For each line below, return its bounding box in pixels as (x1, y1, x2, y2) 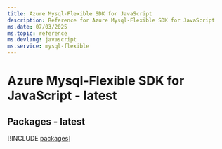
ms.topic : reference (7, 29, 68, 37)
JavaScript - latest (7, 88, 117, 104)
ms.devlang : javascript (7, 36, 77, 43)
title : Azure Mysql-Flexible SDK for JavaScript (7, 10, 152, 17)
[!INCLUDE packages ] (7, 134, 71, 142)
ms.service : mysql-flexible (7, 43, 90, 50)
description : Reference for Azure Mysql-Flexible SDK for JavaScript (7, 17, 216, 24)
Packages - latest (7, 115, 86, 127)
